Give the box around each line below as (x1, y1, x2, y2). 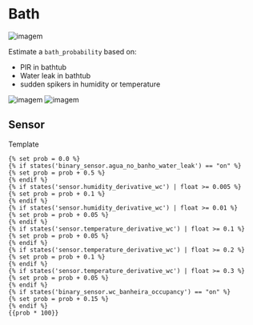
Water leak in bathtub (19, 70, 91, 80)
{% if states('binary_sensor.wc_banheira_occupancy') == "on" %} (8, 287, 231, 296)
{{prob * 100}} (8, 309, 59, 317)
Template (8, 139, 39, 149)
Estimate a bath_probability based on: (8, 46, 138, 56)
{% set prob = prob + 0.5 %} (8, 169, 106, 177)
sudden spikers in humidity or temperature (19, 79, 161, 89)
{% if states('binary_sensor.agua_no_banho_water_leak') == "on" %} (8, 162, 242, 170)
